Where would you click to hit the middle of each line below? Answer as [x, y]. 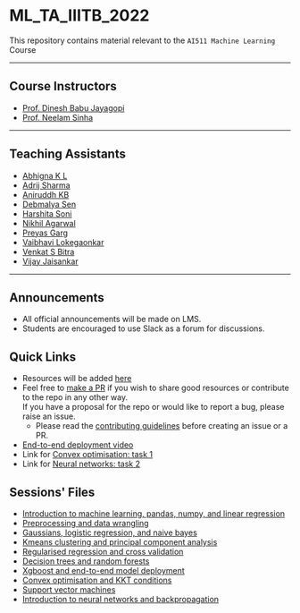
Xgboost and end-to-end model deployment [103, 570]
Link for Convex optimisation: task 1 [87, 455]
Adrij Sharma [46, 185]
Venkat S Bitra [48, 251]
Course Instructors [63, 86]
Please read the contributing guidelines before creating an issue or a [162, 426]
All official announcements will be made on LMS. [112, 319]
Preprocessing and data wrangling [85, 523]
